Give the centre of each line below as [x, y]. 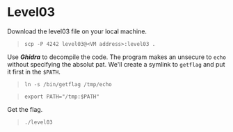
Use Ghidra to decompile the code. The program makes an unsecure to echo [116, 57]
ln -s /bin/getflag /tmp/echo [68, 84]
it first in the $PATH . [34, 72]
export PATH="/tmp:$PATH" [62, 97]
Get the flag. [25, 109]
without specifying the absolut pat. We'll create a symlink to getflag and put [116, 64]
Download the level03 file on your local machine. [77, 31]
